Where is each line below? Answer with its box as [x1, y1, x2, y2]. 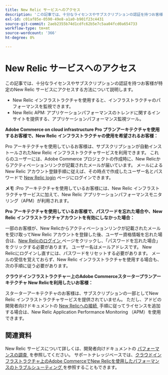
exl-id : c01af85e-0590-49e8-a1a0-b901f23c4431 [5, 16, 104, 21]
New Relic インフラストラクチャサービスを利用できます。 [31, 149, 149, 155]
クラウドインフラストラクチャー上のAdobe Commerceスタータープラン [5, 273, 153, 279]
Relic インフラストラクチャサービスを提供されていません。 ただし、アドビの [5, 296, 161, 302]
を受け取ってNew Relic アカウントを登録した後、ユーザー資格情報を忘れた [5, 231, 158, 237]
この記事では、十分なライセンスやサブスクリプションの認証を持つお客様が [5, 80, 158, 86]
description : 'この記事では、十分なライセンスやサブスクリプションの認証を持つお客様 [5, 12, 163, 17]
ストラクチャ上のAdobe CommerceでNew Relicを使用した [13, 358, 133, 364]
